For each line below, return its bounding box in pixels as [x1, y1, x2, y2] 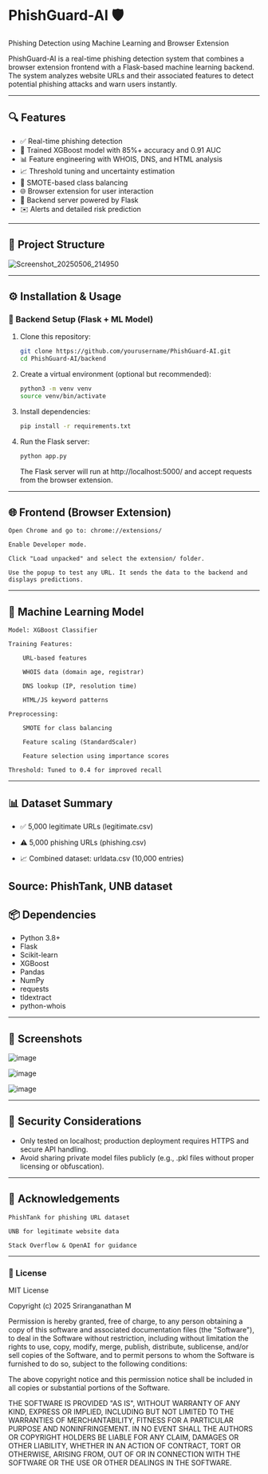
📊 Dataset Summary [8, 797, 113, 810]
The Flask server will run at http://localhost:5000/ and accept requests [19, 466, 253, 476]
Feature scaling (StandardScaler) [22, 738, 137, 746]
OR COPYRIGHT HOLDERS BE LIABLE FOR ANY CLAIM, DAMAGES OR [8, 1432, 239, 1442]
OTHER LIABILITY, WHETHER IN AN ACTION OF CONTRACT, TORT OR [8, 1440, 241, 1450]
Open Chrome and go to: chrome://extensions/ [8, 527, 162, 535]
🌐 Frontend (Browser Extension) [8, 505, 171, 519]
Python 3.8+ [19, 933, 61, 943]
